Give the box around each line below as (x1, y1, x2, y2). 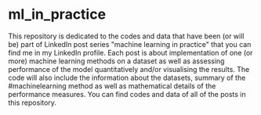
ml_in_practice (8, 5, 107, 23)
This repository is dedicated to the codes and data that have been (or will (8, 31, 245, 41)
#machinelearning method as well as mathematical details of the (8, 81, 216, 91)
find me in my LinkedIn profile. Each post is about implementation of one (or (8, 48, 253, 57)
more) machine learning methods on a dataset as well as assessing (8, 56, 225, 66)
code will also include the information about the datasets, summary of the (8, 73, 246, 82)
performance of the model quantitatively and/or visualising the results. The (8, 64, 250, 74)
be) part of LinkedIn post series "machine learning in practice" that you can (8, 39, 252, 49)
